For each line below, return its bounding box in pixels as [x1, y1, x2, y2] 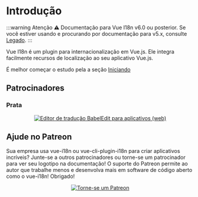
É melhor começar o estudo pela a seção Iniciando [6, 65, 131, 73]
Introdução [6, 4, 62, 18]
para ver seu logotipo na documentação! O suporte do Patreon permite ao [6, 160, 188, 167]
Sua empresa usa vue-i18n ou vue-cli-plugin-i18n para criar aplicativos [6, 148, 181, 155]
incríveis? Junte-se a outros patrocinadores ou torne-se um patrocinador [6, 154, 186, 161]
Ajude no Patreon [6, 132, 72, 142]
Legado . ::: [6, 36, 33, 43]
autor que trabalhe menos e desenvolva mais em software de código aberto [6, 167, 193, 174]
